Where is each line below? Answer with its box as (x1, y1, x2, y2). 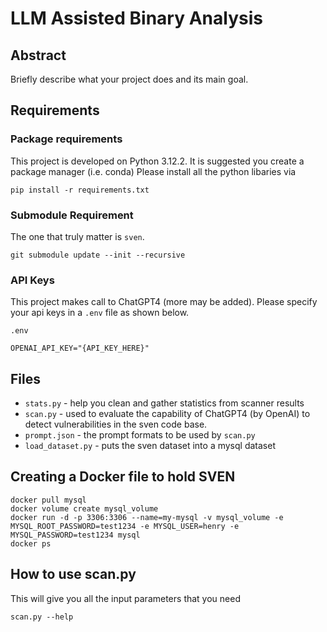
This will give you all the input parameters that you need (10, 592, 241, 604)
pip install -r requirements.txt (10, 185, 150, 195)
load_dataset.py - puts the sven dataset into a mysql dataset (24, 440, 276, 452)
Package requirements (10, 132, 123, 146)
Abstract (10, 47, 67, 64)
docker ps (10, 538, 52, 549)
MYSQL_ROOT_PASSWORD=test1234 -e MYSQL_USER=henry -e (10, 521, 240, 531)
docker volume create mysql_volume (10, 503, 159, 514)
